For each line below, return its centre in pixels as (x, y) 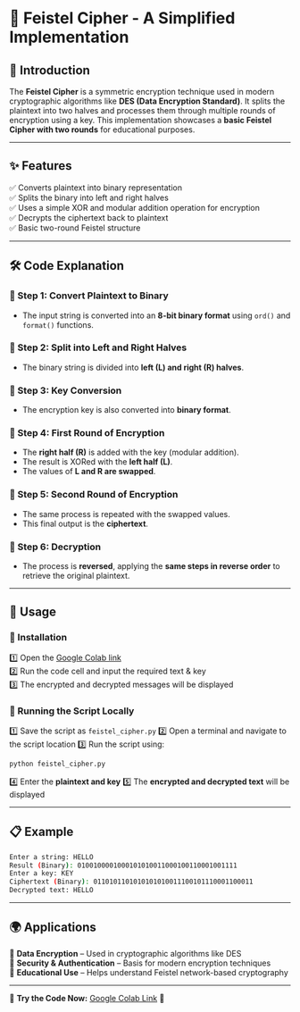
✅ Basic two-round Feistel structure (75, 228)
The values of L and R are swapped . (89, 472)
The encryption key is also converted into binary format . (127, 410)
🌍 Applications (53, 928)
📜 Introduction (50, 70)
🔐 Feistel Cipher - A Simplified (122, 18)
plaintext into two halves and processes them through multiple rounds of (142, 110)
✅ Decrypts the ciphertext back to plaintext (89, 217)
